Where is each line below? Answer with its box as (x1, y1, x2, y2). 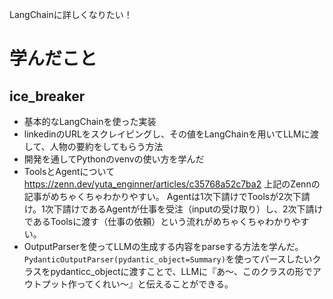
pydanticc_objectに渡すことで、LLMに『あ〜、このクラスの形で (50, 266, 313, 277)
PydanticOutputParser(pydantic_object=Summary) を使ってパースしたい (23, 253, 313, 265)
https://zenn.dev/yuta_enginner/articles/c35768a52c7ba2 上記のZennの (23, 178, 321, 190)
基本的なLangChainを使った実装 (23, 116, 157, 127)
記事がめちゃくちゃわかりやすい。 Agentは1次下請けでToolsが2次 (23, 191, 293, 202)
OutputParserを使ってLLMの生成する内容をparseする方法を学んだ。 (23, 241, 304, 252)
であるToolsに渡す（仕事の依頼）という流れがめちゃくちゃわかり (23, 216, 292, 227)
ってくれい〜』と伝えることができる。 (76, 278, 234, 290)
